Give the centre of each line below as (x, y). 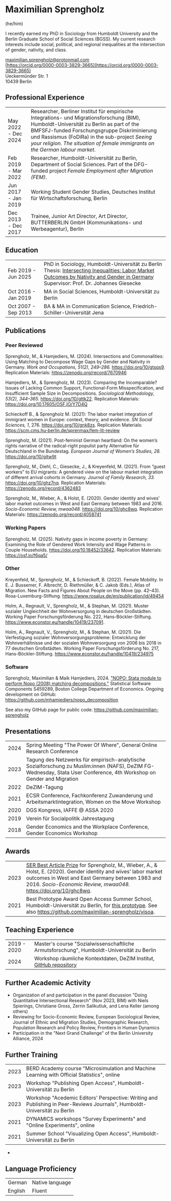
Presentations (28, 731)
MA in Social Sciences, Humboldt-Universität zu (101, 291)
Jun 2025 (20, 277)
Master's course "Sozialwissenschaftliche (84, 943)
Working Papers (26, 528)
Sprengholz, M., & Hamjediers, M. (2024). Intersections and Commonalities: (84, 356)
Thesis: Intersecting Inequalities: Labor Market (99, 270)
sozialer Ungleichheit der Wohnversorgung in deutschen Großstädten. (79, 611)
